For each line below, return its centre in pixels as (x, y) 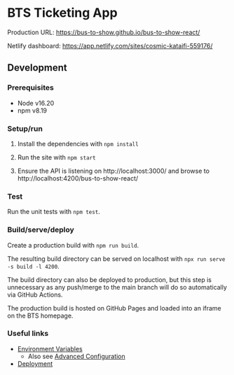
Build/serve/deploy (41, 230)
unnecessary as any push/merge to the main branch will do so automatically (117, 287)
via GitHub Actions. (35, 295)
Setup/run (25, 129)
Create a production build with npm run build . (73, 245)
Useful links (28, 334)
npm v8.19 (32, 111)
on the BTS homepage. (40, 316)
